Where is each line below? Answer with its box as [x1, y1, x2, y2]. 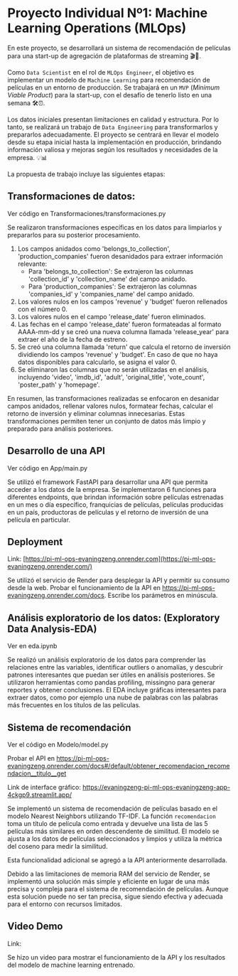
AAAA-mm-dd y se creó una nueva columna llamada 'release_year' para [17, 327, 229, 336]
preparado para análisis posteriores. [7, 424, 114, 433]
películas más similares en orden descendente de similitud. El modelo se [7, 827, 220, 835]
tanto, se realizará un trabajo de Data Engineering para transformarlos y [7, 122, 218, 131]
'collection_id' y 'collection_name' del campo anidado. [28, 274, 187, 283]
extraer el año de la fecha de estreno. [17, 335, 128, 343]
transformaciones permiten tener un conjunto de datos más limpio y [7, 417, 206, 425]
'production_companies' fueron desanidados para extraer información [17, 252, 224, 260]
